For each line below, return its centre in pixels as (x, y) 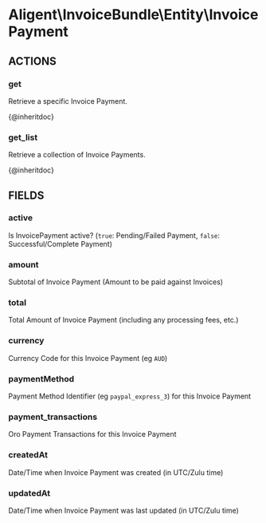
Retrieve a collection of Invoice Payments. (77, 155)
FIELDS (26, 195)
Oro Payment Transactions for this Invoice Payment (92, 434)
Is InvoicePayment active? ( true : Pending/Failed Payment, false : (114, 235)
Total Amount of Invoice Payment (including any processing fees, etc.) (123, 320)
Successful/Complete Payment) (61, 244)
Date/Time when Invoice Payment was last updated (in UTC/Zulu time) (123, 510)
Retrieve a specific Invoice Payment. (68, 101)
